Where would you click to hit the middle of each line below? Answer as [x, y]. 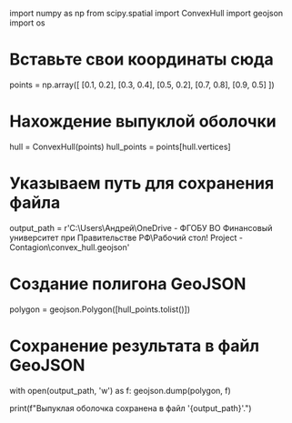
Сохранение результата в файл [135, 346]
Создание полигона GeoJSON [128, 284]
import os [27, 23]
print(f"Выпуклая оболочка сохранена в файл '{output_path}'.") [131, 408]
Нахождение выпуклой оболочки [143, 121]
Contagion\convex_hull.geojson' [70, 247]
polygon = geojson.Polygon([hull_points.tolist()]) [100, 309]
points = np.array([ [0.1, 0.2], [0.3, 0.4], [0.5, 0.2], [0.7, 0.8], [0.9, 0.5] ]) [142, 85]
